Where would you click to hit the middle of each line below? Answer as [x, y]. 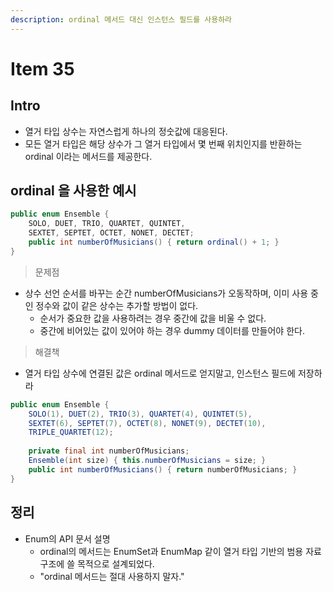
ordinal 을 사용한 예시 [73, 191]
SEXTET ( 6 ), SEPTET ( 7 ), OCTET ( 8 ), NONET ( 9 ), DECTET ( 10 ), [147, 423]
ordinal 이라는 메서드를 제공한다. [88, 156]
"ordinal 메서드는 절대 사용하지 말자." [112, 576]
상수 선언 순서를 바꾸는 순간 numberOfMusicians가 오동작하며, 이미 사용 [166, 293]
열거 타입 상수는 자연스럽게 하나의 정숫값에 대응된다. [126, 131]
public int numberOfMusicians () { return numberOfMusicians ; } [163, 469]
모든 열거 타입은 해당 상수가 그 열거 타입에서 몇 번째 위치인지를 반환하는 [163, 143]
